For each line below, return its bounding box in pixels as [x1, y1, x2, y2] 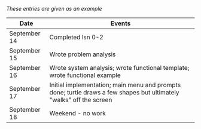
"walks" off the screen [49, 96, 112, 104]
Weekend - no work [49, 109, 106, 117]
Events [110, 19, 131, 27]
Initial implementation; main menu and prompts [49, 81, 181, 89]
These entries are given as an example [6, 5, 103, 12]
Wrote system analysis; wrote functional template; [49, 64, 190, 72]
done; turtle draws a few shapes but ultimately [49, 88, 179, 96]
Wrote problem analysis [49, 50, 116, 59]
